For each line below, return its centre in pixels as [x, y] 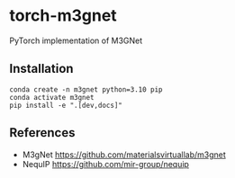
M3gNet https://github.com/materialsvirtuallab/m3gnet [124, 155]
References [42, 133]
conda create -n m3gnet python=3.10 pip [86, 89]
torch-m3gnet [63, 16]
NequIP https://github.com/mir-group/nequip [105, 164]
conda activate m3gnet [52, 97]
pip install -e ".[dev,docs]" [66, 105]
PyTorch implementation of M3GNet [76, 40]
